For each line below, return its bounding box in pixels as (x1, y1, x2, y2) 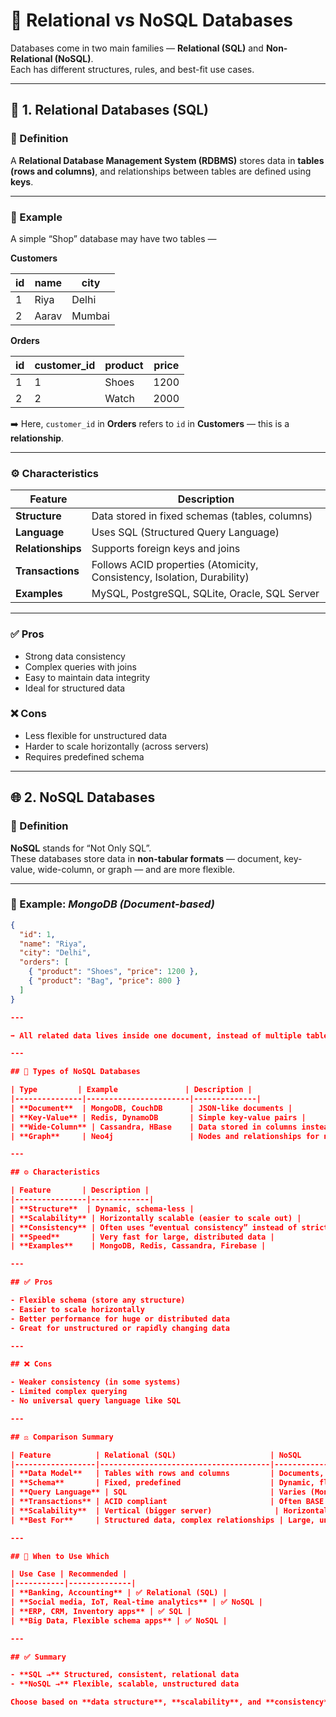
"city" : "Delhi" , (19, 948, 92, 958)
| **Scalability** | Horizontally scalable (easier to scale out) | (10, 1213, 302, 1223)
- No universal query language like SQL (10, 1396, 182, 1406)
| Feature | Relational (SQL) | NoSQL (10, 1450, 302, 1460)
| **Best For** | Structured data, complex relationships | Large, (10, 1515, 315, 1525)
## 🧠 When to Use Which (10, 1551, 110, 1561)
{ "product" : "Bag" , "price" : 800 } (28, 976, 182, 986)
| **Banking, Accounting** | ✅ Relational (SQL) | (10, 1588, 228, 1598)
